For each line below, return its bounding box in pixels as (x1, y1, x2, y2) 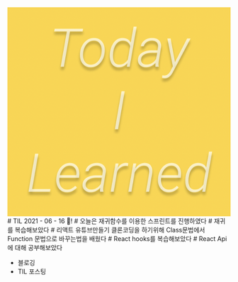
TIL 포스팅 (17, 267, 47, 276)
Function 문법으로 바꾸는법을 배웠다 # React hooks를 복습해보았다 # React (7, 235, 216, 243)
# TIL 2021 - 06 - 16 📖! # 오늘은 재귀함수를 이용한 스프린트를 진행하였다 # (7, 217, 212, 225)
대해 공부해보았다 (14, 244, 62, 252)
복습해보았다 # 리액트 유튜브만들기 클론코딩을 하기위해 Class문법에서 (14, 226, 205, 235)
